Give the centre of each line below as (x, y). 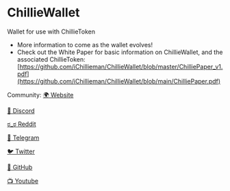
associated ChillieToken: (51, 59)
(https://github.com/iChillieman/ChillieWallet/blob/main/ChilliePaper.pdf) (119, 81)
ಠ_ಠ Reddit (22, 124)
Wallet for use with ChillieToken (51, 31)
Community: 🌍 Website (40, 94)
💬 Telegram (23, 138)
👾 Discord (21, 110)
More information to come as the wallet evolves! (85, 44)
